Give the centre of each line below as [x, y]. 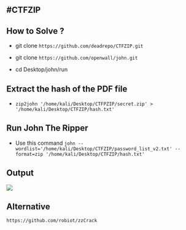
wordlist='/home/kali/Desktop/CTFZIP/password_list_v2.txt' [94, 149]
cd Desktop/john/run [41, 69]
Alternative [28, 207]
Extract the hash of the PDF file [67, 89]
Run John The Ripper [47, 128]
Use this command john [45, 143]
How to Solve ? [35, 31]
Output [20, 173]
